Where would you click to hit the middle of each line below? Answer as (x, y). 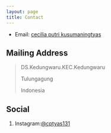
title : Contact (25, 17)
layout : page (22, 12)
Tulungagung (37, 79)
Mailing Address (37, 53)
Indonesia (33, 91)
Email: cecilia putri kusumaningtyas (58, 34)
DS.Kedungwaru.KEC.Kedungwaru (63, 67)
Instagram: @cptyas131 (42, 123)
